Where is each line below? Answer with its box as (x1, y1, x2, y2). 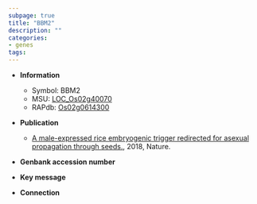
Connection (19, 188, 60, 197)
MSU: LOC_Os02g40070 (31, 94, 113, 103)
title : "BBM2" (8, 19, 56, 27)
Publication (19, 118, 59, 127)
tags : (8, 48, 26, 56)
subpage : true (8, 11, 56, 20)
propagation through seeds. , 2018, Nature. (31, 142, 171, 151)
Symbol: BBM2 (31, 86, 81, 95)
